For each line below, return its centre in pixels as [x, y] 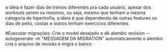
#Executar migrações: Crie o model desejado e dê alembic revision [75, 33]
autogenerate [19, 38]
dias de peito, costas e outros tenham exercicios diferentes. [68, 23]
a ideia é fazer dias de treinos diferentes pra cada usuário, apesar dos [78, 7]
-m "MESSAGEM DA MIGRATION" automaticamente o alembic [99, 38]
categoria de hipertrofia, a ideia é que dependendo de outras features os [81, 18]
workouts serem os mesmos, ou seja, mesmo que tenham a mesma [75, 13]
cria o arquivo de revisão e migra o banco [49, 44]
